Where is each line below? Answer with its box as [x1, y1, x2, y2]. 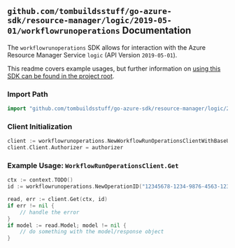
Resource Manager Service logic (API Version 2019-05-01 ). [7, 50, 178, 59]
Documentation [122, 25, 192, 36]
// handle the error [20, 209, 80, 216]
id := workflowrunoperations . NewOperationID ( [7, 183, 142, 191]
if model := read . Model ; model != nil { [7, 221, 127, 229]
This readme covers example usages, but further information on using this [7, 64, 221, 73]
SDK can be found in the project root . [7, 71, 115, 80]
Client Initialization [7, 121, 73, 131]
